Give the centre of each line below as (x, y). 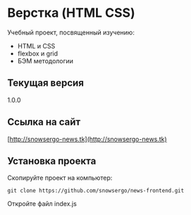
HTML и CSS (36, 46)
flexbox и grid (38, 53)
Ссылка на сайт (44, 122)
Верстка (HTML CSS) (71, 13)
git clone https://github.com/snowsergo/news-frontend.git (96, 191)
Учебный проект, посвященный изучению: (71, 32)
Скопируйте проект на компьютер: (60, 178)
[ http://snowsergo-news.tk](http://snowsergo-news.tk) (87, 139)
